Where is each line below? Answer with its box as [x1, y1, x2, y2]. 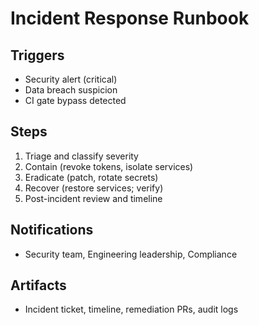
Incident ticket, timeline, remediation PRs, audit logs [24, 303, 239, 316]
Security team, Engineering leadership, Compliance [24, 248, 238, 260]
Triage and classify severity [24, 150, 139, 162]
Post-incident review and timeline [24, 192, 163, 204]
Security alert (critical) [24, 73, 118, 85]
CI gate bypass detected [24, 95, 127, 106]
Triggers [10, 47, 65, 64]
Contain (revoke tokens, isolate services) [24, 160, 194, 172]
